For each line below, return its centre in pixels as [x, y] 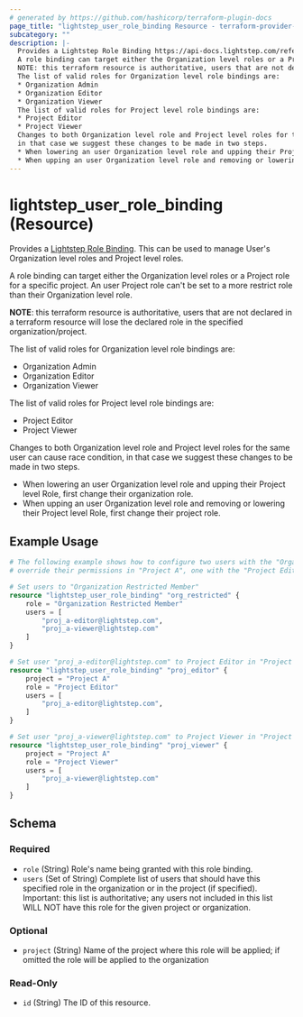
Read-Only [34, 983]
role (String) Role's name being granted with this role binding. [138, 869]
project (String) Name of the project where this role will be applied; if [151, 950]
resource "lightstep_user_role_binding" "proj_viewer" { [119, 745]
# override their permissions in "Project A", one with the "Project [143, 571]
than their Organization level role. [71, 295]
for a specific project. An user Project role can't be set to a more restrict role [151, 286]
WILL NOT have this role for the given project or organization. [136, 907]
